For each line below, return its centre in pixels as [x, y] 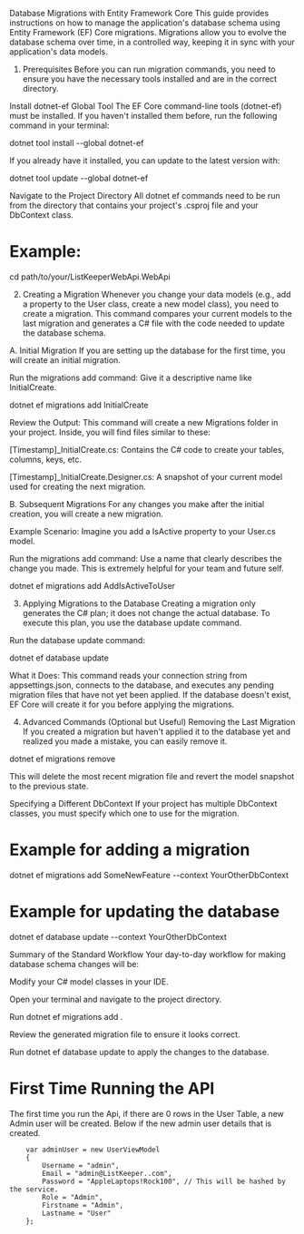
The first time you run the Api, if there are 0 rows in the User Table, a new [147, 1113]
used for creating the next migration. [78, 486]
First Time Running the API [112, 1089]
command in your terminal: [59, 125]
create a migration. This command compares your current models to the [157, 313]
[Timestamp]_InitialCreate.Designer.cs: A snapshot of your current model [146, 476]
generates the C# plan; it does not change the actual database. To [146, 612]
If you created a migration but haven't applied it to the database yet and [157, 731]
